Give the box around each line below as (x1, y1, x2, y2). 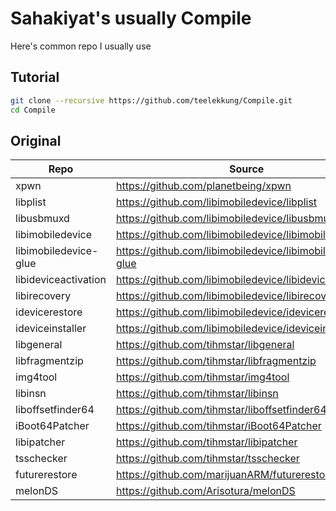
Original (10, 132, 62, 149)
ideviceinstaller (15, 322, 87, 336)
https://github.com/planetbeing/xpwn (116, 179, 292, 193)
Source (229, 162, 265, 176)
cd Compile (10, 105, 56, 115)
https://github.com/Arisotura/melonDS (116, 484, 296, 498)
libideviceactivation (15, 273, 107, 287)
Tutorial (10, 69, 60, 86)
